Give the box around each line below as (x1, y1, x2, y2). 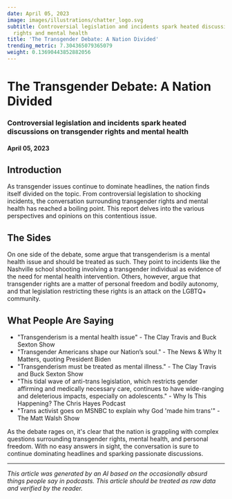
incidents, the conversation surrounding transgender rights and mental (7, 197, 209, 205)
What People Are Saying (7, 315, 114, 326)
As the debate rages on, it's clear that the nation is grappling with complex (7, 428, 219, 436)
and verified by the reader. (7, 484, 83, 493)
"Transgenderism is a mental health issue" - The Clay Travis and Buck (17, 333, 217, 342)
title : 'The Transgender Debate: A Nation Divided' (7, 36, 159, 43)
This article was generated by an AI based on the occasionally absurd (7, 469, 208, 478)
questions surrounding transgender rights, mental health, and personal (7, 435, 209, 444)
